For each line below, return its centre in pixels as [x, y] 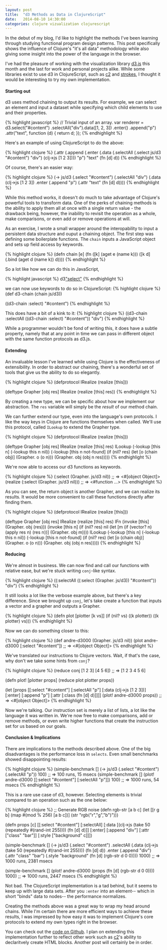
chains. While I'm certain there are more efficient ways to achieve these [79, 911]
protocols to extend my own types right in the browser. [62, 922]
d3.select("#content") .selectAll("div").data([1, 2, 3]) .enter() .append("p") [81, 128]
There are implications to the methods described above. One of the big [78, 749]
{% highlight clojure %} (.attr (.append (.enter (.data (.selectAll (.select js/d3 [83, 153]
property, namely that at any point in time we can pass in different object [80, 334]
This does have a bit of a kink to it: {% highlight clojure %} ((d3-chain [76, 313]
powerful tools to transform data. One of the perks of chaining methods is [81, 203]
